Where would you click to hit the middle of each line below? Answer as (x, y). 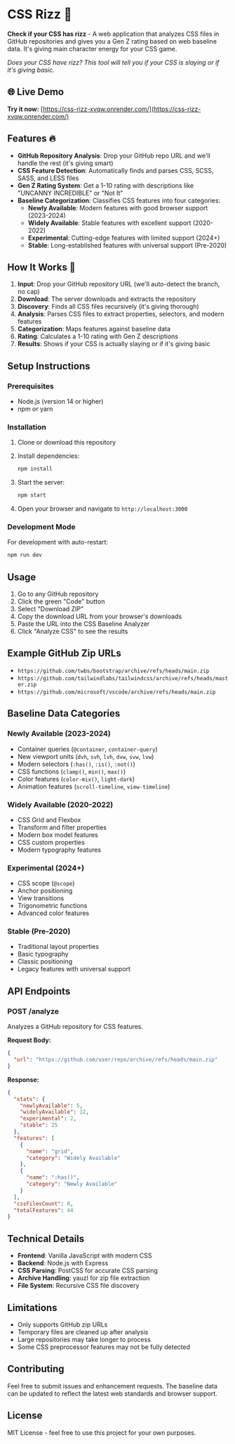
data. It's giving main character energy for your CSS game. (92, 49)
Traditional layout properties (58, 947)
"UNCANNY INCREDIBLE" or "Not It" (70, 193)
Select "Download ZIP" (51, 609)
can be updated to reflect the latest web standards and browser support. (112, 1393)
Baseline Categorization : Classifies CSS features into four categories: (119, 200)
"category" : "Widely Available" (73, 1158)
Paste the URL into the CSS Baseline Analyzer (83, 624)
